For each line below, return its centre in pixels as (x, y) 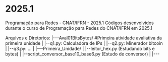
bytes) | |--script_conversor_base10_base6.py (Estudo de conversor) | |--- (82, 54)
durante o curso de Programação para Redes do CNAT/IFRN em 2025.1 (79, 28)
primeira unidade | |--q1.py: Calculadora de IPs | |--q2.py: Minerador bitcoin (84, 43)
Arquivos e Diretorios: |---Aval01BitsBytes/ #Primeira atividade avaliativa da (84, 38)
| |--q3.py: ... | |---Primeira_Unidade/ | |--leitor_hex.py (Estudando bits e (80, 48)
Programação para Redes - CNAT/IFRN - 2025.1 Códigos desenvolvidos (79, 23)
